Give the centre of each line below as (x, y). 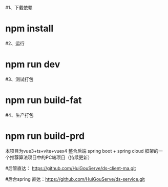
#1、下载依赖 (19, 7)
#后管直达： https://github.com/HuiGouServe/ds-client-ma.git (71, 168)
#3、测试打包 (19, 79)
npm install (29, 28)
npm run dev (33, 64)
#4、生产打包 (19, 115)
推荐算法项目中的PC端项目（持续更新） (51, 157)
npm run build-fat (44, 100)
